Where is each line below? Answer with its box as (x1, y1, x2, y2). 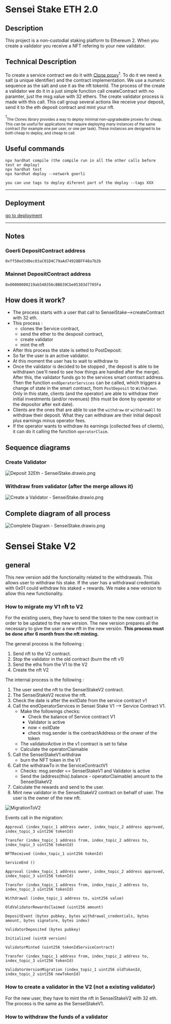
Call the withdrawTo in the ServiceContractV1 (12, 763, 108, 769)
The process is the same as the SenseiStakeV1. (5, 1000, 104, 1007)
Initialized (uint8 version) (5, 936, 67, 941)
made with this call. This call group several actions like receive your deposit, (5, 99, 165, 105)
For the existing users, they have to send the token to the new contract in (5, 615, 159, 621)
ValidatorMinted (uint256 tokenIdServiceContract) (5, 945, 115, 950)
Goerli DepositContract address (5, 247, 85, 254)
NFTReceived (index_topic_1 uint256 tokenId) (5, 851, 103, 856)
